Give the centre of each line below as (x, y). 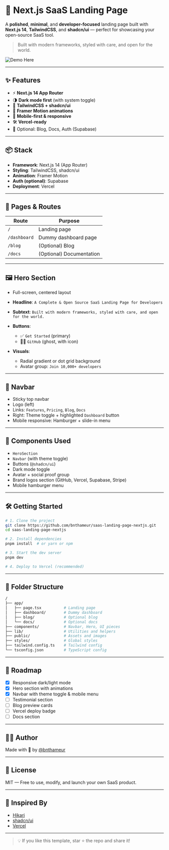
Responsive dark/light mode (42, 682)
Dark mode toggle (31, 469)
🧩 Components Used (38, 441)
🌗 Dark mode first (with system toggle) (54, 100)
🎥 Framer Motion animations (43, 111)
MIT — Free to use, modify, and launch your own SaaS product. (71, 782)
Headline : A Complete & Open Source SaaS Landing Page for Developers (88, 302)
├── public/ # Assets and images (56, 636)
